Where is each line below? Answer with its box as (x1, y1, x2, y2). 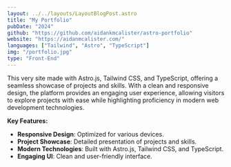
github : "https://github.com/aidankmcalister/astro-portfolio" (7, 29, 193, 37)
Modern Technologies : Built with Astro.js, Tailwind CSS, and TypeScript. (17, 144, 224, 153)
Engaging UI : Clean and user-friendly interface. (17, 152, 153, 160)
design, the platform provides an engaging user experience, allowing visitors (7, 88, 225, 97)
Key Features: (7, 117, 48, 125)
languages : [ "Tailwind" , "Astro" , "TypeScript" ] (7, 42, 150, 49)
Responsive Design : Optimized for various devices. (17, 130, 164, 138)
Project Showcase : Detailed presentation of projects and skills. (17, 137, 197, 146)
